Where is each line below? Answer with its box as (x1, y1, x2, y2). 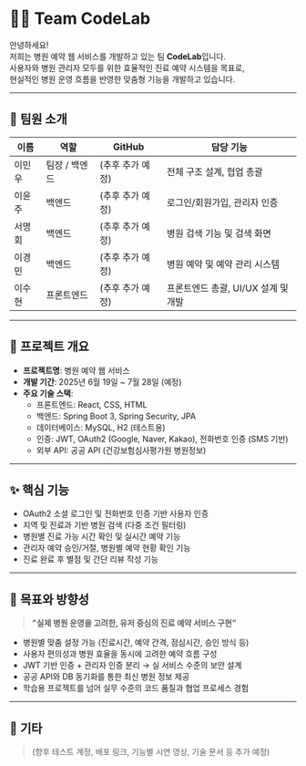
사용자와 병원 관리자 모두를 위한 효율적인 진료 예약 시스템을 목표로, (9, 62, 245, 73)
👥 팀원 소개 (9, 111, 68, 127)
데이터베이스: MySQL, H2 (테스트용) (36, 421, 166, 432)
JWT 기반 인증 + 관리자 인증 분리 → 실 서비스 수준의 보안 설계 (22, 660, 242, 671)
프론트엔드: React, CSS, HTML (36, 399, 148, 409)
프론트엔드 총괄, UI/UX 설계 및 (167, 282, 289, 295)
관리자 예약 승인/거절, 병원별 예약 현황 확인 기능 (22, 543, 191, 554)
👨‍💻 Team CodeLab (9, 8, 151, 29)
